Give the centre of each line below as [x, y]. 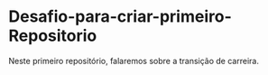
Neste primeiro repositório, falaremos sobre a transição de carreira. [134, 61]
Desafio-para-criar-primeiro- [120, 17]
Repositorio [53, 36]
